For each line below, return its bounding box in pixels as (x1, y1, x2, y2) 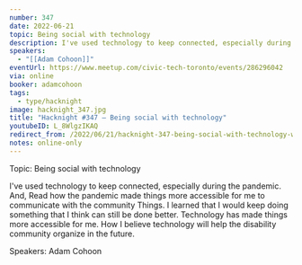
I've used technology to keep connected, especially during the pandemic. (9, 181, 281, 191)
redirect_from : (9, 130, 67, 139)
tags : (9, 88, 30, 97)
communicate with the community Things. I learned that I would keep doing (9, 199, 289, 210)
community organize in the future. (9, 228, 135, 239)
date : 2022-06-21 (9, 22, 75, 31)
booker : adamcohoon (9, 80, 83, 89)
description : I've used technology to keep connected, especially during (9, 38, 292, 48)
